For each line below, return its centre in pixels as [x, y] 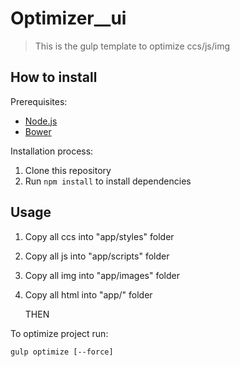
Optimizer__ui [68, 18]
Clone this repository [68, 170]
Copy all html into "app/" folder [88, 294]
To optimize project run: [59, 333]
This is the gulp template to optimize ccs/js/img [132, 46]
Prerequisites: [39, 101]
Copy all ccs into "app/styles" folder [99, 236]
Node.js [41, 121]
